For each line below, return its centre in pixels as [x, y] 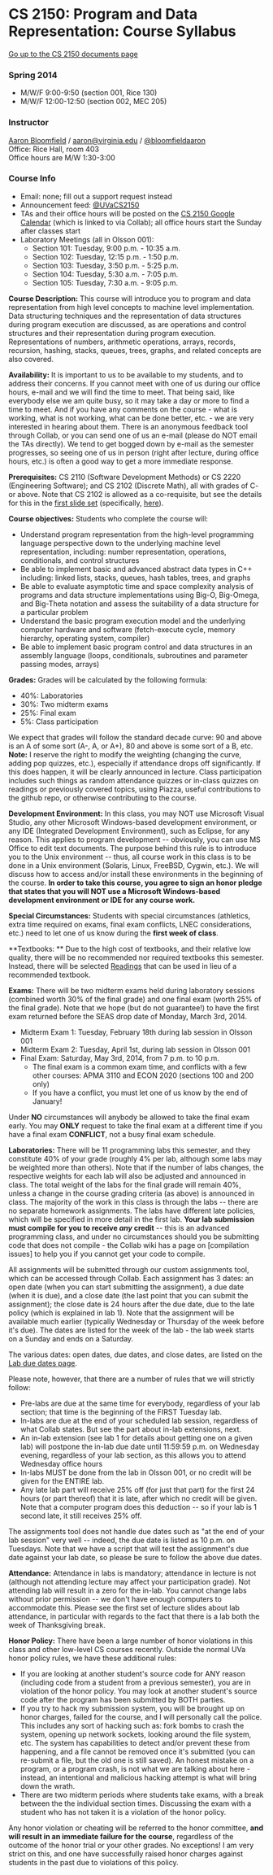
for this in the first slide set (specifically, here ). [86, 503]
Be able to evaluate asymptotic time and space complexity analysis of [137, 586]
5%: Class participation [59, 722]
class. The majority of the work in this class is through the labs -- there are [133, 1201]
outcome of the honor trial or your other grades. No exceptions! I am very [131, 1845]
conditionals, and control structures [80, 560]
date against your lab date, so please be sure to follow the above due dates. [135, 1557]
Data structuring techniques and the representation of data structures [125, 316]
